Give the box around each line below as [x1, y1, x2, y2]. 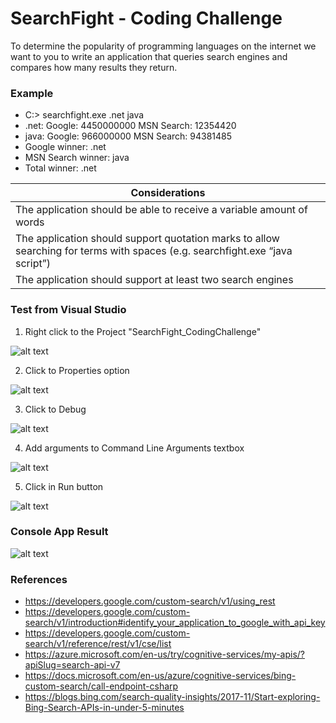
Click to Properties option [24, 364, 130, 376]
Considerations [130, 186, 206, 200]
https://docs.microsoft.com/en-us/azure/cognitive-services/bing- [24, 670, 297, 682]
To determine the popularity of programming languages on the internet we [10, 40, 317, 52]
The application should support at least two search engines [15, 273, 294, 287]
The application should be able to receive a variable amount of [15, 203, 308, 217]
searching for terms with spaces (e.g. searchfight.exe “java [15, 244, 293, 258]
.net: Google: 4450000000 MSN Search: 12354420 [24, 120, 237, 132]
